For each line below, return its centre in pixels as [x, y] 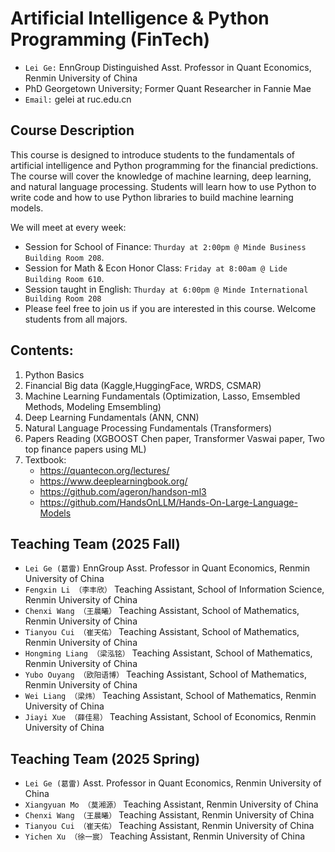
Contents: [42, 350]
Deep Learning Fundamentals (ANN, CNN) [112, 417]
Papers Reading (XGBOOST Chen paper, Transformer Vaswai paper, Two [174, 438]
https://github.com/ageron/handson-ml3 [123, 491]
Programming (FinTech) [110, 39]
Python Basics [54, 374]
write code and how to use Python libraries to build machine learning [152, 197]
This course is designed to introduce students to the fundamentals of [153, 154]
